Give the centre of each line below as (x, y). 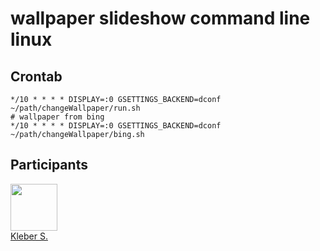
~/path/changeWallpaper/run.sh (75, 108)
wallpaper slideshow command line (160, 18)
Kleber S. (29, 236)
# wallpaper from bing (57, 117)
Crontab (36, 76)
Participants (49, 165)
